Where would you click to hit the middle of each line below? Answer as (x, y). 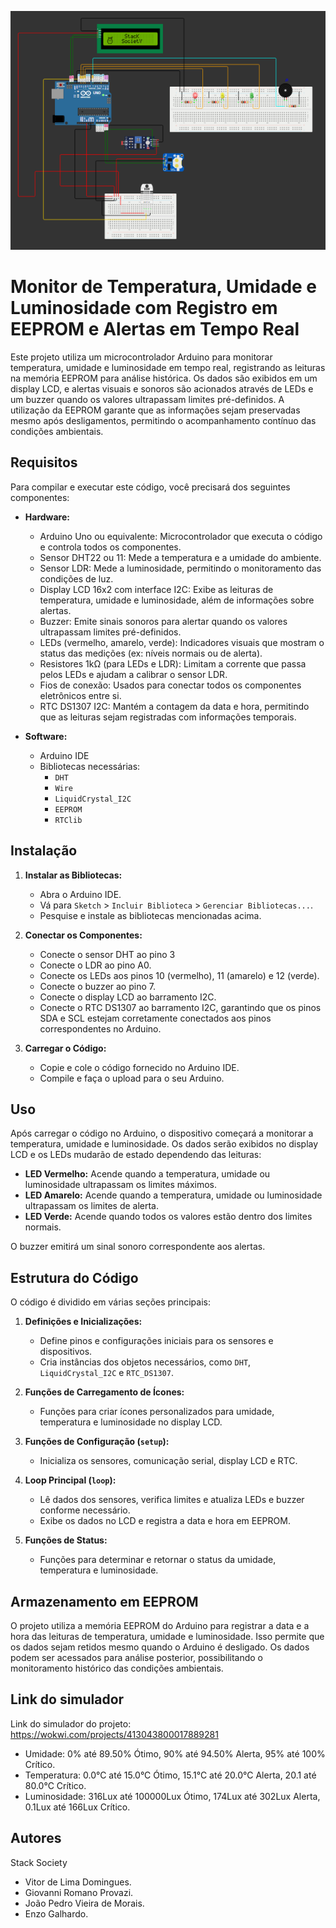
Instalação (44, 851)
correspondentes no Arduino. (100, 1028)
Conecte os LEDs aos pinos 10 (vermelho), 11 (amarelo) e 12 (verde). (179, 975)
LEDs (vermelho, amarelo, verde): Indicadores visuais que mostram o (182, 642)
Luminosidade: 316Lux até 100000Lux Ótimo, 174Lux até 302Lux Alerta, (172, 1796)
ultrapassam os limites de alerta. (92, 1206)
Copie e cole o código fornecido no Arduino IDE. (139, 1067)
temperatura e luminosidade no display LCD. (131, 1422)
